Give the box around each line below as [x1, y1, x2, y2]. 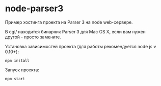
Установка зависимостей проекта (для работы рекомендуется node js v [5, 43, 156, 49]
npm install [5, 58, 29, 63]
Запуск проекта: [5, 67, 40, 73]
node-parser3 [5, 3, 64, 14]
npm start [5, 76, 26, 81]
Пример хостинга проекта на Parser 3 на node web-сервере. [5, 19, 133, 25]
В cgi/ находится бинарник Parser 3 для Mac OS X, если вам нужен [5, 29, 146, 34]
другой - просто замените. [5, 34, 61, 40]
